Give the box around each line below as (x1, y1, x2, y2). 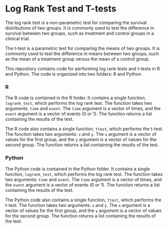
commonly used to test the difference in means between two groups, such (5, 51, 159, 57)
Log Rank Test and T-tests (5, 3, 117, 15)
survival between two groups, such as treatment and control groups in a (5, 30, 154, 36)
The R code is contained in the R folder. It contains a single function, (5, 95, 146, 101)
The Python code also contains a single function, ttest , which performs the (5, 196, 161, 203)
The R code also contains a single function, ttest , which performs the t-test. (5, 126, 163, 132)
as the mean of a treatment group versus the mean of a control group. (5, 56, 150, 62)
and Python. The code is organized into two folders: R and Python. (5, 71, 142, 77)
